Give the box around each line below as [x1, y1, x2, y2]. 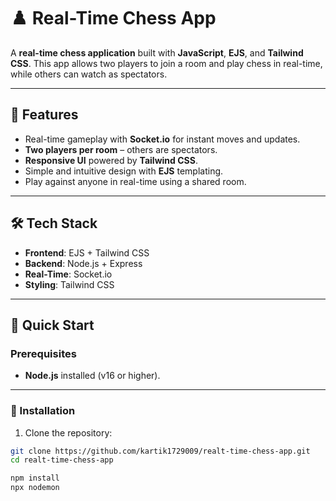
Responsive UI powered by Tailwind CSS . [24, 154, 198, 166]
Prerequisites [10, 346, 77, 360]
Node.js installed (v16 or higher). [24, 370, 161, 382]
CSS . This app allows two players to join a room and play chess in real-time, [10, 57, 323, 69]
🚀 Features [10, 106, 79, 124]
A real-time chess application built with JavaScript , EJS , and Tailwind [10, 46, 304, 59]
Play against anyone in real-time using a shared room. [24, 175, 247, 187]
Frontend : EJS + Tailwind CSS [24, 246, 150, 259]
